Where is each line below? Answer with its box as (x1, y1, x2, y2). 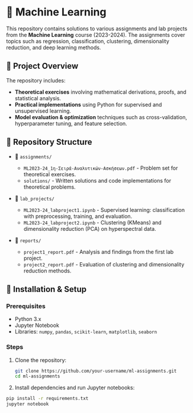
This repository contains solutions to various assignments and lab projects (6, 25, 188, 32)
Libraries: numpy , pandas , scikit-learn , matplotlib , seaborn (14, 328, 157, 335)
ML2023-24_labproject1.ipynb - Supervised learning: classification (23, 206, 185, 213)
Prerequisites (6, 302, 46, 310)
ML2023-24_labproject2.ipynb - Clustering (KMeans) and (23, 219, 162, 226)
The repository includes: (6, 77, 66, 84)
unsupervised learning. (14, 107, 72, 115)
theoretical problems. (23, 183, 76, 190)
